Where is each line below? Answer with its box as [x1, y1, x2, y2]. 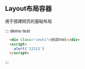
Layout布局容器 [5, 4, 52, 13]
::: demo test [5, 28, 30, 34]
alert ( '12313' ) [14, 46, 45, 51]
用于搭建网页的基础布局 [5, 18, 52, 24]
